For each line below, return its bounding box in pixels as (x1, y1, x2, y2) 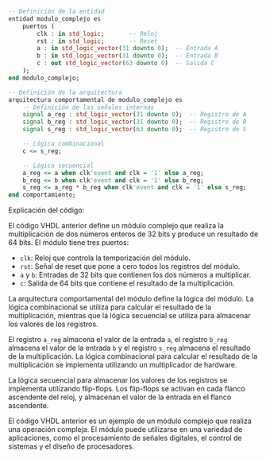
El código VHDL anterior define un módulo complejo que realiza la (8, 221, 224, 231)
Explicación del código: (8, 205, 85, 215)
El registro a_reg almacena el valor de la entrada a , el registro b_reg (8, 335, 228, 344)
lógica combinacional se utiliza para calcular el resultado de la (8, 302, 212, 312)
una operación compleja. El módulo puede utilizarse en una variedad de (8, 425, 243, 434)
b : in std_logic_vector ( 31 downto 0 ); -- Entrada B (37, 52, 218, 60)
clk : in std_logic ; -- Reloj (37, 29, 158, 37)
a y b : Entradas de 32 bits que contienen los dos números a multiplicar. (19, 270, 252, 280)
